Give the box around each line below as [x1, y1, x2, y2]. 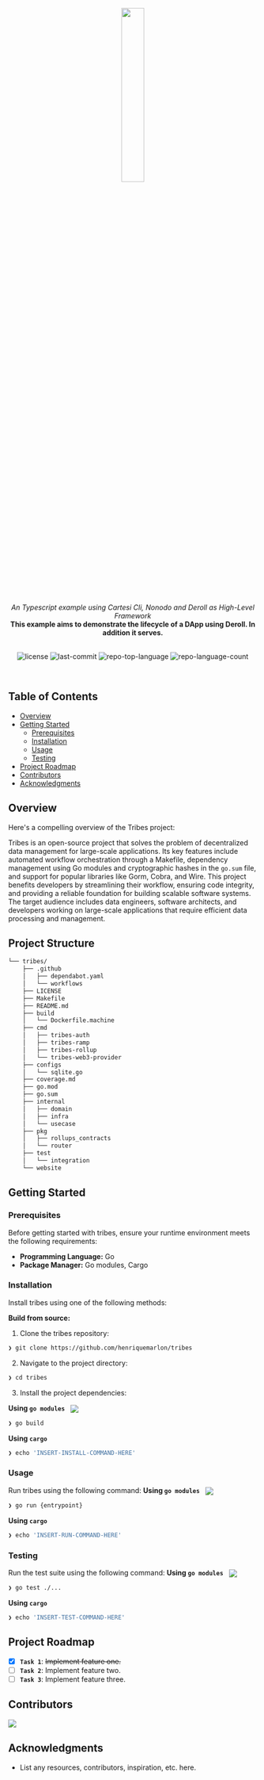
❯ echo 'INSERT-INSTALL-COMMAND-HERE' [8, 1449, 136, 1457]
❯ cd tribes [8, 1373, 47, 1381]
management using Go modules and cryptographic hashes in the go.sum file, [8, 863, 257, 872]
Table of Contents [8, 690, 99, 703]
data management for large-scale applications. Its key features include [8, 846, 239, 856]
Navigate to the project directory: [19, 1358, 128, 1368]
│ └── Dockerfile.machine [22, 1016, 115, 1024]
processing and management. [8, 913, 106, 923]
